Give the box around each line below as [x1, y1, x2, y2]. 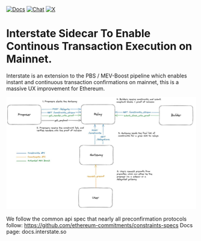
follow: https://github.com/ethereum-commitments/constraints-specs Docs [6, 221, 193, 228]
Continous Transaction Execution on [6, 40, 193, 53]
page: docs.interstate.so [6, 228, 67, 235]
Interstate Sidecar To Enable [6, 27, 151, 40]
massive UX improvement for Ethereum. [6, 85, 105, 92]
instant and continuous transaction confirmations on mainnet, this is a [6, 78, 179, 85]
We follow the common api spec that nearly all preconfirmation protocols [6, 215, 187, 222]
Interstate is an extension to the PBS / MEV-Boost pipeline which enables [6, 72, 188, 79]
